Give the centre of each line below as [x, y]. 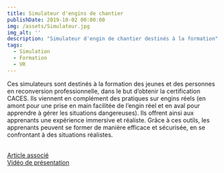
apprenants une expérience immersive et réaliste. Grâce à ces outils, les [109, 120]
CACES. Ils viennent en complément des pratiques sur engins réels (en [107, 98]
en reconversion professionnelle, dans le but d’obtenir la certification [104, 91]
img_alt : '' [24, 32]
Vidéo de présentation [38, 162]
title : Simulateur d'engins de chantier [66, 13]
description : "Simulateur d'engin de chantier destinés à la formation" [113, 39]
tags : [15, 45]
